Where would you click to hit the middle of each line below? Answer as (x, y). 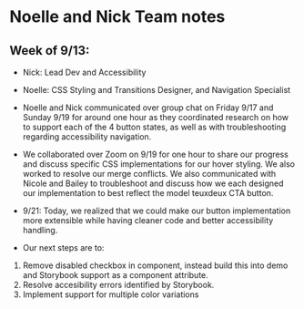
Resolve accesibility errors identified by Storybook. (118, 285)
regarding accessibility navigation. (87, 137)
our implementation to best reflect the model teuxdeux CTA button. (148, 193)
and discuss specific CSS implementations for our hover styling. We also (159, 164)
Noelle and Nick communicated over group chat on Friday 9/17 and (148, 108)
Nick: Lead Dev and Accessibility (84, 72)
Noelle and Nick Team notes (117, 17)
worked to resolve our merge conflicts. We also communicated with (149, 174)
